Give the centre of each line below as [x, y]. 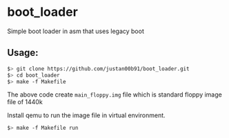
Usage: [23, 53]
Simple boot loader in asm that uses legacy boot [76, 31]
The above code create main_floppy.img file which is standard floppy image [114, 95]
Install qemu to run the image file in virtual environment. [86, 115]
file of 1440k [25, 102]
